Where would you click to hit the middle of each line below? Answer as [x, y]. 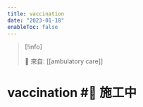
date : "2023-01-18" [36, 20]
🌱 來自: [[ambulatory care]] [64, 61]
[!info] [33, 47]
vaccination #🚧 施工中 [72, 93]
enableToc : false [33, 27]
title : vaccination [36, 14]
